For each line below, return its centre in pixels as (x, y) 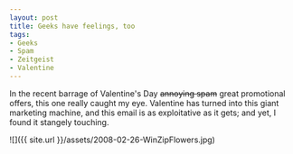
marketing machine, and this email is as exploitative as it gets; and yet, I (143, 113)
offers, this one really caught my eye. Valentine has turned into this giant (144, 103)
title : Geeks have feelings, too (72, 26)
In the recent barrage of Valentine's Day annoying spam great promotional (147, 93)
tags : (19, 34)
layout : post (34, 18)
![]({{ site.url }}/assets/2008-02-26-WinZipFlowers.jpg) (112, 140)
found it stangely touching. (59, 122)
